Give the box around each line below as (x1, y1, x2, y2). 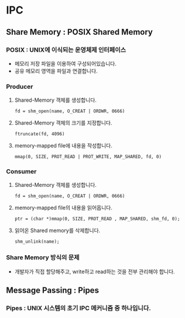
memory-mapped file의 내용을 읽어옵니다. (14, 204, 113, 212)
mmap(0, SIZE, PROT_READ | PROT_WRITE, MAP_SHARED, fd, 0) (14, 154, 162, 160)
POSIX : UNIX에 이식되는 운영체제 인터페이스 (6, 45, 126, 53)
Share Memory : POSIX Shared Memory (6, 27, 153, 37)
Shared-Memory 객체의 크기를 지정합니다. (14, 119, 112, 126)
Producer (6, 82, 33, 91)
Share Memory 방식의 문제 (6, 253, 80, 262)
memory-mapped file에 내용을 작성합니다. (14, 142, 113, 149)
